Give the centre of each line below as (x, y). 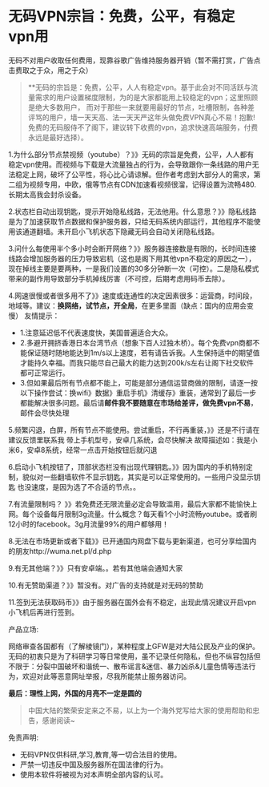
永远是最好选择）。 (58, 137)
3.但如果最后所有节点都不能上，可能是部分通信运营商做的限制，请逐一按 (139, 382)
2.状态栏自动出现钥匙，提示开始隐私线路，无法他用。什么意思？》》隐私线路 (132, 211)
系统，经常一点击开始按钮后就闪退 (101, 450)
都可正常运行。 (44, 373)
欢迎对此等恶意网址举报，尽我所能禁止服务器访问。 (106, 676)
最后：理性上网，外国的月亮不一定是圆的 (75, 693)
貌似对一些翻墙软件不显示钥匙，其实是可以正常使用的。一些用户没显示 (138, 477)
